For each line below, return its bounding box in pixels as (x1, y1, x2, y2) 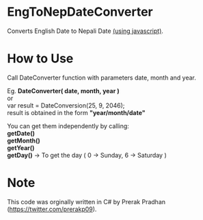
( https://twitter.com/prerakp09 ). (7, 205, 97, 213)
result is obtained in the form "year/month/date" (7, 108, 146, 117)
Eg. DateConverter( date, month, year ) (7, 86, 120, 95)
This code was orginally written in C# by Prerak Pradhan (7, 197, 166, 206)
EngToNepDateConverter (7, 4, 154, 20)
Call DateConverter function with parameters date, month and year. (7, 73, 196, 82)
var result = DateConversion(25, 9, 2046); (7, 101, 125, 110)
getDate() (7, 129, 36, 137)
